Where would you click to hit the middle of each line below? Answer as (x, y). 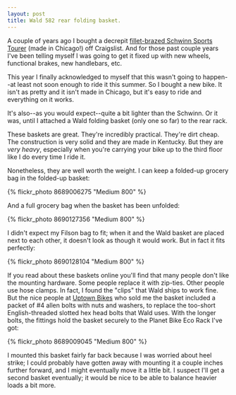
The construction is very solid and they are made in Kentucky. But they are (116, 141)
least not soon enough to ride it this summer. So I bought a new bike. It (120, 84)
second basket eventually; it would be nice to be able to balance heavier (112, 377)
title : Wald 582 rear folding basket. (64, 20)
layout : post (26, 14)
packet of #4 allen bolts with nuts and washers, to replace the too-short (112, 305)
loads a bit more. (32, 385)
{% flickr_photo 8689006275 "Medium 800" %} (77, 191)
